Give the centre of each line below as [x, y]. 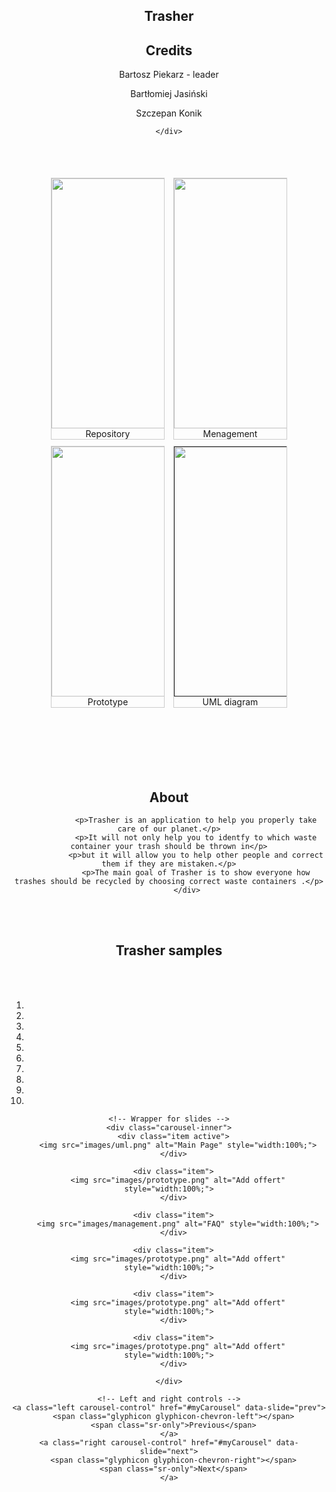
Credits [169, 50]
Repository [108, 434]
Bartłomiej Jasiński [169, 94]
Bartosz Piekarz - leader [169, 75]
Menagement [230, 434]
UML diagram [230, 702]
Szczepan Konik [169, 113]
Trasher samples [169, 950]
